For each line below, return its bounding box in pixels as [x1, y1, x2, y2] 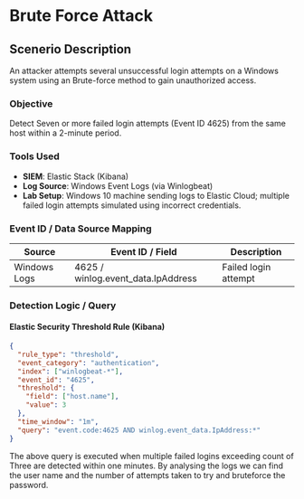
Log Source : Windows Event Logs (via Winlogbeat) [22, 180, 214, 191]
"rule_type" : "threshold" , [17, 350, 119, 359]
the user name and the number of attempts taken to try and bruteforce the [9, 469, 286, 480]
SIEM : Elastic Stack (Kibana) [22, 171, 129, 182]
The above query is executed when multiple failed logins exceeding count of [9, 450, 294, 461]
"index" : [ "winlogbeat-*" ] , [17, 367, 124, 376]
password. [9, 479, 49, 490]
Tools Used [9, 150, 61, 163]
